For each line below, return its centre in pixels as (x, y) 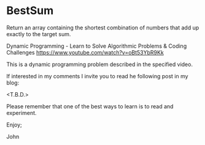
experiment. (21, 113)
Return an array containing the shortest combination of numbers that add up (103, 28)
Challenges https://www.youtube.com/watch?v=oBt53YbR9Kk (85, 52)
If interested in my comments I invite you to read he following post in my (97, 76)
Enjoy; (14, 125)
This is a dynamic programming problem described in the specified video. (100, 64)
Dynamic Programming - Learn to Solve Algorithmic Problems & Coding (97, 46)
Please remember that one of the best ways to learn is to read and (90, 106)
